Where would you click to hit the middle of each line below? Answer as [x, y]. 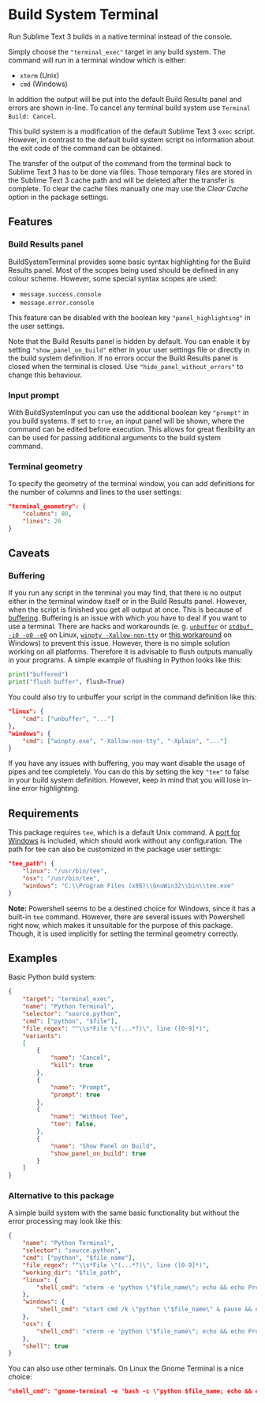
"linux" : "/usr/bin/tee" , [65, 871]
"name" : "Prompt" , [80, 1087]
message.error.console [57, 303]
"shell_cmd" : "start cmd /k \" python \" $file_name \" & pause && [144, 1310]
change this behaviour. [45, 375]
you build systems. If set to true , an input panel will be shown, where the [126, 421]
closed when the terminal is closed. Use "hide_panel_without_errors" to [126, 366]
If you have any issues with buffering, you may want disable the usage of [127, 764]
